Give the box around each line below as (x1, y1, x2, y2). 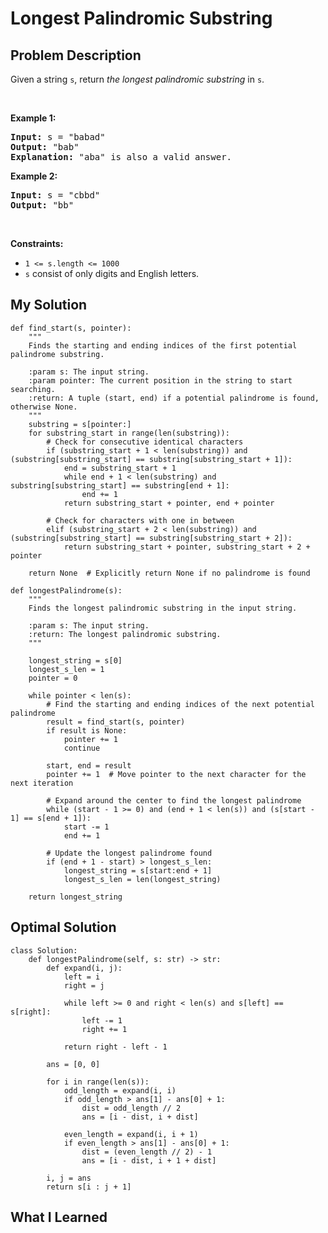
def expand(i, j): (46, 963, 123, 973)
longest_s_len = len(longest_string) (63, 874, 222, 884)
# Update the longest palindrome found (46, 848, 213, 858)
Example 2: (10, 170, 58, 182)
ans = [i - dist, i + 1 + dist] (81, 1155, 217, 1166)
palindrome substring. (10, 349, 105, 359)
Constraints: (10, 238, 64, 249)
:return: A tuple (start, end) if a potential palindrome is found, (28, 393, 320, 403)
